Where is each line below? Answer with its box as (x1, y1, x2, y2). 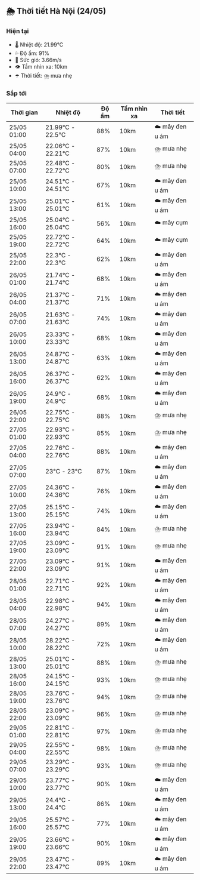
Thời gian (11, 108, 39, 116)
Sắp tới (6, 89, 27, 97)
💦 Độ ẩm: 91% (14, 50, 49, 57)
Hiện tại (6, 27, 29, 35)
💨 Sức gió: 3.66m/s (14, 56, 62, 63)
